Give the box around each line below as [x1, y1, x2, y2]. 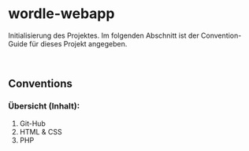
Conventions [8, 77, 73, 90]
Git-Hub [19, 119, 46, 128]
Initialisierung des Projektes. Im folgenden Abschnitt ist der [8, 31, 199, 40]
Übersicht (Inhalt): [8, 101, 80, 112]
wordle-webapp [8, 5, 115, 23]
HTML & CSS [19, 127, 62, 136]
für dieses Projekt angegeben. [28, 39, 128, 48]
